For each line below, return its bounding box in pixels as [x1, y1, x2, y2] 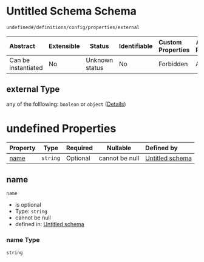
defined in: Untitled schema [15, 221, 84, 228]
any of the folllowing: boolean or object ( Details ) [6, 100, 126, 108]
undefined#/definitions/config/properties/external [6, 24, 140, 30]
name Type [6, 236, 41, 244]
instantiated [9, 63, 43, 72]
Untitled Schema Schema [6, 4, 137, 18]
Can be [9, 56, 30, 64]
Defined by [145, 143, 178, 152]
